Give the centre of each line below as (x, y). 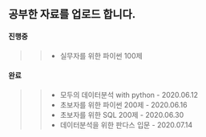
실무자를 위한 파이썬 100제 (101, 55)
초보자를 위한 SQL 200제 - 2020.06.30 (122, 115)
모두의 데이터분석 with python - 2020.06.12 (129, 95)
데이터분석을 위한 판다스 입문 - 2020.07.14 (126, 125)
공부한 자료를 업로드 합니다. (72, 14)
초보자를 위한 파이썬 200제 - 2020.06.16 (123, 105)
